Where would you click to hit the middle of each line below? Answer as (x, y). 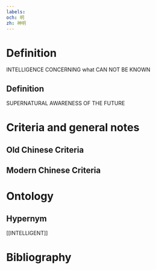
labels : (16, 12)
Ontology (30, 196)
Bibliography (39, 258)
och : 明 (15, 18)
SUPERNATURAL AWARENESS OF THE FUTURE (66, 103)
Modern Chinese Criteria (54, 171)
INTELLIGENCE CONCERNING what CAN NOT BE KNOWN (78, 69)
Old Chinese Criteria (45, 149)
